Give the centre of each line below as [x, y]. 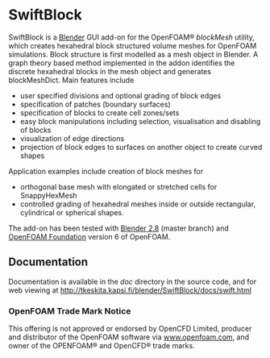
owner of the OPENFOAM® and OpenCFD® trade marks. [102, 346]
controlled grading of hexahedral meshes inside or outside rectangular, [138, 204]
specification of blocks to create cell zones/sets [100, 112]
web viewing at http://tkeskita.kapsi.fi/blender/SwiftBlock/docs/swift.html [130, 290]
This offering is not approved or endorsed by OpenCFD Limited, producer [130, 329]
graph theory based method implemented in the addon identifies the [122, 63]
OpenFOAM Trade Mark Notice [70, 310]
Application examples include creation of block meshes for [106, 171]
